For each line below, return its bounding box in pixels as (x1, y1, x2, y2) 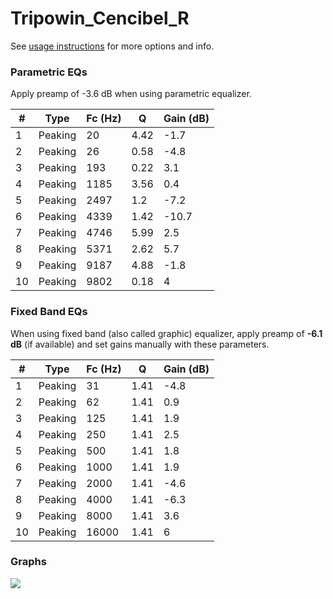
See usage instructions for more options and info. (10, 40, 215, 52)
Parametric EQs (10, 65, 88, 79)
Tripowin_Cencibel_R (10, 7, 190, 30)
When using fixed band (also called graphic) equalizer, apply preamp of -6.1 (10, 327, 323, 339)
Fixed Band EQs (10, 305, 88, 319)
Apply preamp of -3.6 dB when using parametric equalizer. (10, 88, 252, 100)
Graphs (10, 555, 47, 569)
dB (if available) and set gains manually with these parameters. (10, 338, 270, 350)
